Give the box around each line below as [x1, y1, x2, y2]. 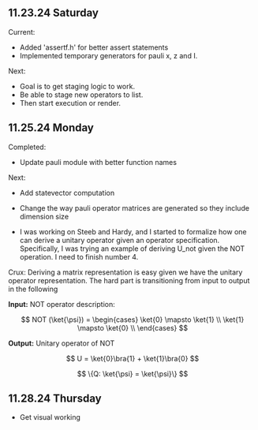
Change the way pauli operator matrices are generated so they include [19, 203, 250, 212]
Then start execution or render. [19, 98, 121, 107]
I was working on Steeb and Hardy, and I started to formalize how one [19, 226, 247, 236]
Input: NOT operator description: [8, 299, 116, 308]
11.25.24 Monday [8, 122, 95, 135]
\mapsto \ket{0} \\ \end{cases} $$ [77, 323, 188, 332]
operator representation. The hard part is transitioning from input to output [8, 275, 250, 285]
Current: [8, 27, 36, 36]
